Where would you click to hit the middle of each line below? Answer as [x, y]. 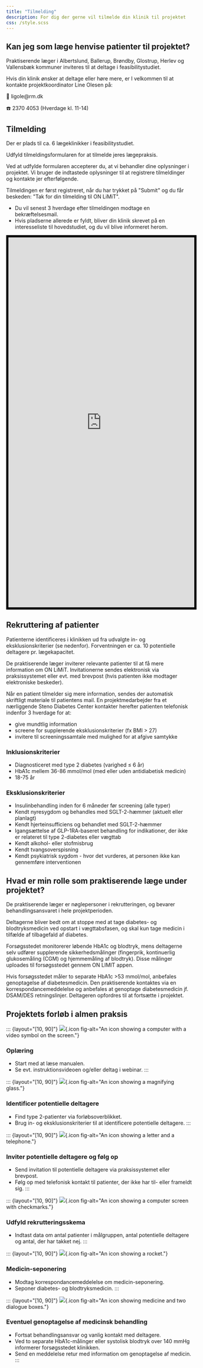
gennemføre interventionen [48, 862]
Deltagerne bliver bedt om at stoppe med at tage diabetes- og [82, 922]
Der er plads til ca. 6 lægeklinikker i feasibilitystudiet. [70, 143]
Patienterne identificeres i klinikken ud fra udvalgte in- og [76, 639]
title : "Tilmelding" [32, 12]
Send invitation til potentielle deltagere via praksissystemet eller [92, 1169]
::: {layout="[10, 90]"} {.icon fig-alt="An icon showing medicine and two [96, 1301]
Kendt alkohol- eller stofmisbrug [54, 844]
